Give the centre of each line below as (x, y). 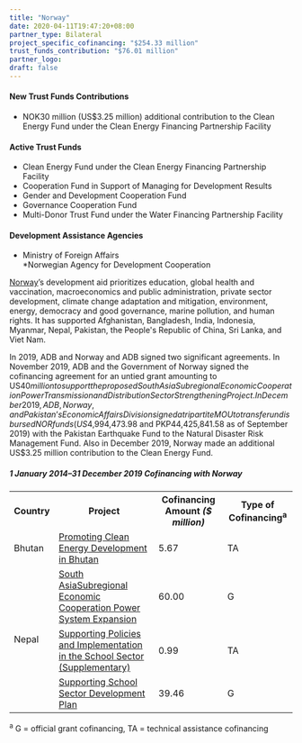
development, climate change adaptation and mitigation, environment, (139, 302)
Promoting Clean (94, 537)
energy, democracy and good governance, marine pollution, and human (142, 311)
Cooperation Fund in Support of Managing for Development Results (147, 186)
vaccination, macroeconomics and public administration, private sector (141, 292)
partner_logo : (36, 59)
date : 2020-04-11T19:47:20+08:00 (72, 26)
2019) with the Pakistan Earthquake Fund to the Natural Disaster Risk (136, 434)
